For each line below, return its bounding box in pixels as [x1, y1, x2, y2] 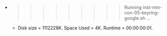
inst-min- [142, 5, 162, 10]
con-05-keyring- [124, 10, 159, 16]
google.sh [124, 15, 146, 21]
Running [124, 5, 142, 10]
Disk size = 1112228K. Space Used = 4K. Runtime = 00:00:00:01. [17, 25, 153, 31]
